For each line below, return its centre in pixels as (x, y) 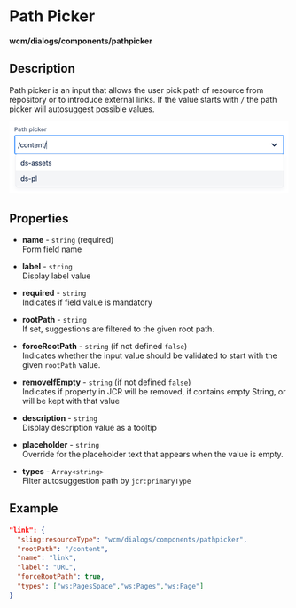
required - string (54, 293)
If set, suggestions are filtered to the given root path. (118, 329)
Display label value (56, 276)
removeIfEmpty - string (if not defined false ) (106, 382)
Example (34, 508)
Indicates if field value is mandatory (87, 302)
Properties (39, 218)
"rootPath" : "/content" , (63, 549)
